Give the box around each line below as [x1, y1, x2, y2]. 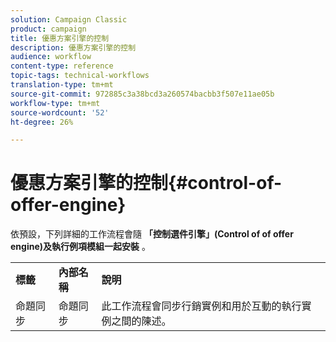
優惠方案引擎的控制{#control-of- [10, 172, 283, 195]
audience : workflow [10, 52, 92, 62]
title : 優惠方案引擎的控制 [10, 33, 110, 43]
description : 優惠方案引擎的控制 [10, 42, 137, 53]
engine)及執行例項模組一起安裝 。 [10, 241, 151, 253]
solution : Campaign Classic [10, 14, 128, 25]
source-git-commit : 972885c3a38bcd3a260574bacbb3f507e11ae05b [10, 89, 275, 99]
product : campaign [10, 24, 87, 34]
